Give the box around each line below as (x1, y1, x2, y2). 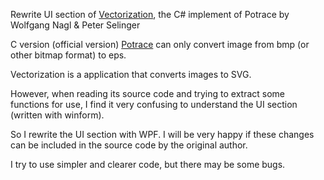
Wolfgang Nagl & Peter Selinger (10, 19, 141, 31)
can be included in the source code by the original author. (10, 139, 248, 151)
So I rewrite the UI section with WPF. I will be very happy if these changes (10, 129, 315, 140)
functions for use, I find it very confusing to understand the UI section (10, 99, 298, 110)
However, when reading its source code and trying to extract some (10, 88, 285, 99)
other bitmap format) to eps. (10, 49, 127, 61)
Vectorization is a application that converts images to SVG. (10, 69, 252, 80)
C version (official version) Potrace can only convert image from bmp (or (10, 39, 310, 50)
